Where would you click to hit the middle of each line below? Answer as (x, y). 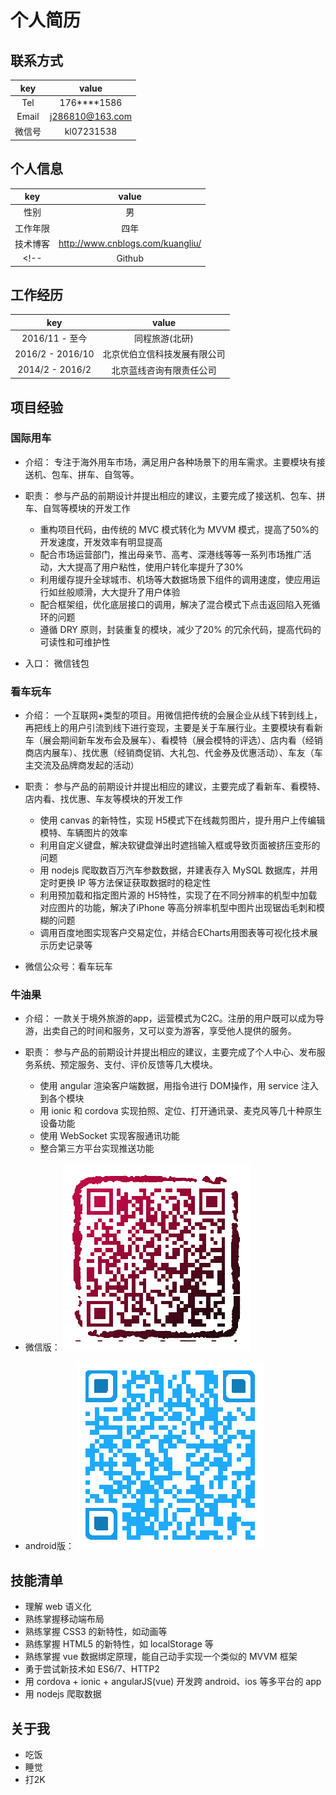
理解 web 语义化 (58, 1607)
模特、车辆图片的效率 (83, 833)
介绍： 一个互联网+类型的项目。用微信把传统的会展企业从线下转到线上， (173, 715)
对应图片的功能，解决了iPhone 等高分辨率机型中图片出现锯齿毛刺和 (178, 908)
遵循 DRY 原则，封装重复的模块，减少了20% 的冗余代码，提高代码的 (180, 629)
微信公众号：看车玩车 (68, 967)
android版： (49, 1546)
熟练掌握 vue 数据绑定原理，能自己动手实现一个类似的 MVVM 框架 (161, 1657)
